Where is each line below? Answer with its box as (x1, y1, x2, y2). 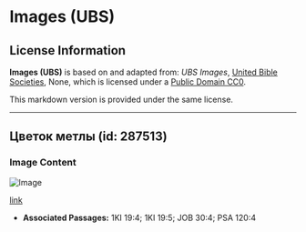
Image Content (9, 156, 77, 169)
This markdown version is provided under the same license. (9, 94, 234, 105)
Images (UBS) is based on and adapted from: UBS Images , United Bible (9, 66, 278, 77)
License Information (9, 43, 126, 58)
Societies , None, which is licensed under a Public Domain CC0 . (9, 76, 247, 87)
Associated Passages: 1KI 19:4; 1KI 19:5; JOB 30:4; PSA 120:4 (22, 212, 257, 223)
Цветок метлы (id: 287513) (9, 129, 168, 145)
